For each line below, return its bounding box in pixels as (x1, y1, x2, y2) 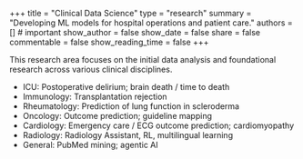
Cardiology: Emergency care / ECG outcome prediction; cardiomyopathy (22, 120, 294, 131)
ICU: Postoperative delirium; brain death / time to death (22, 82, 230, 92)
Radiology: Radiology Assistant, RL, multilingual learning (22, 130, 234, 140)
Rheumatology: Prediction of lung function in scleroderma (22, 101, 239, 112)
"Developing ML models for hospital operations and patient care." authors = (9, 17, 293, 28)
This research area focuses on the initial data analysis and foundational (9, 55, 277, 65)
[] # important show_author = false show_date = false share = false (9, 27, 261, 37)
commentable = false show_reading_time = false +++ (9, 36, 209, 47)
